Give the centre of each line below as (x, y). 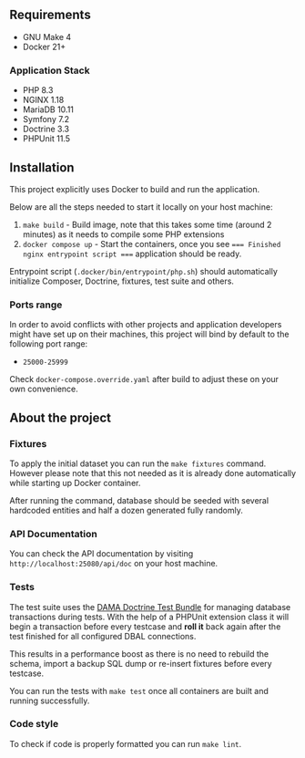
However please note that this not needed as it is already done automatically (153, 472)
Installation (42, 167)
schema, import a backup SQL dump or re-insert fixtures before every (141, 663)
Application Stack (50, 70)
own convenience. (44, 389)
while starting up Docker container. (75, 483)
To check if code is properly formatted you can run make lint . (126, 743)
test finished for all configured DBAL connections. (103, 636)
